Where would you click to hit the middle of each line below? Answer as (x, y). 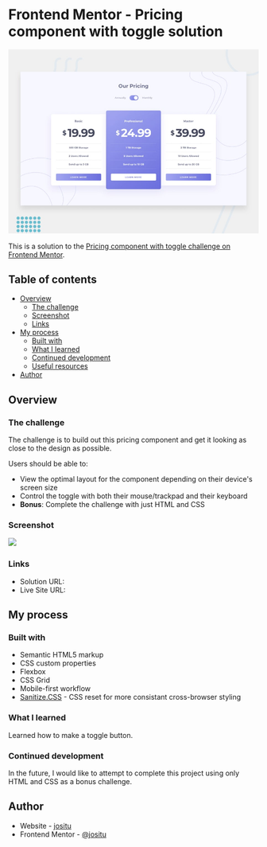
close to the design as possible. (60, 448)
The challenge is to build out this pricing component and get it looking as (128, 440)
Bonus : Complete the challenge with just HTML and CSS (112, 505)
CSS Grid (35, 680)
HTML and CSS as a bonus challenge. (70, 781)
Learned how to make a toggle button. (71, 735)
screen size (39, 488)
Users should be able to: (48, 464)
